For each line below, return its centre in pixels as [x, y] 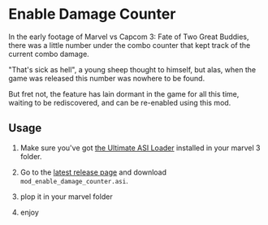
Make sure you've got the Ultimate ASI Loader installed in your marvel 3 [140, 148]
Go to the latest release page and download [93, 172]
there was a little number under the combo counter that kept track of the [130, 45]
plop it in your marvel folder [66, 197]
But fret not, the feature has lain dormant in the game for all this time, [124, 93]
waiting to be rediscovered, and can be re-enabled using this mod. [120, 102]
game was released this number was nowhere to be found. [107, 78]
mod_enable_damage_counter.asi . [74, 180]
